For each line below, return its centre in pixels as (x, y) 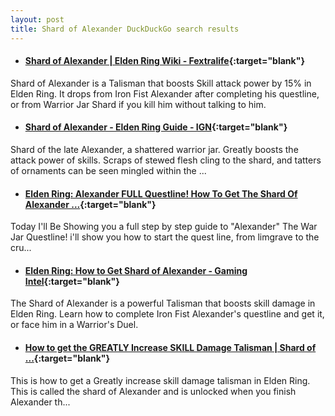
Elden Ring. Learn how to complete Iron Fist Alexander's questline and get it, (167, 314)
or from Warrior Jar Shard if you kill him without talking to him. (138, 104)
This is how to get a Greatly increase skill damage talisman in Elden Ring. (160, 380)
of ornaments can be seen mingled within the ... (108, 170)
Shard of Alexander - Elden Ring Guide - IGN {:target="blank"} (156, 127)
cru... (21, 248)
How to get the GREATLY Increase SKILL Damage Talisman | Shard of (170, 347)
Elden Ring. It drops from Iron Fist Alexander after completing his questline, (165, 93)
